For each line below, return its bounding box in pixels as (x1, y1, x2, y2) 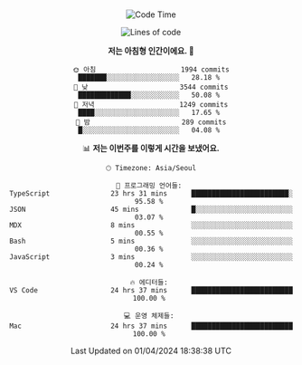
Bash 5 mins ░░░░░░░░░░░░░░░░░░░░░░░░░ (9, 236, 293, 245)
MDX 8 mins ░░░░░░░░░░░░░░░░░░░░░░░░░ (9, 221, 293, 230)
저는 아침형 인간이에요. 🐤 (107, 45, 195, 56)
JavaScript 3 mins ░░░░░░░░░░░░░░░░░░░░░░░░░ (9, 253, 293, 262)
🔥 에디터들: (129, 278, 168, 287)
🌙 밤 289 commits (75, 118, 227, 127)
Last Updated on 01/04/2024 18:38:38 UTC (70, 345, 232, 356)
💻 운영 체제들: (124, 312, 175, 321)
